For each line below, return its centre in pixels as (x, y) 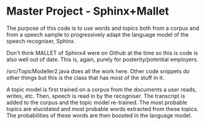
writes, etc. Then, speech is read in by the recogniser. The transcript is (96, 96)
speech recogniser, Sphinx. (41, 41)
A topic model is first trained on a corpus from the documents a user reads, (102, 89)
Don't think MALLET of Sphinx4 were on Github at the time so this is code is (102, 52)
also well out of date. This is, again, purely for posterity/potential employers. (102, 59)
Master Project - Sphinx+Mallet (88, 11)
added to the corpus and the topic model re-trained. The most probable (97, 102)
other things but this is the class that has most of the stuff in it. (85, 77)
